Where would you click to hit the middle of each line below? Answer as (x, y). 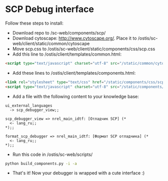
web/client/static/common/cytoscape (51, 43)
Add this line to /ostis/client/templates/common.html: (67, 54)
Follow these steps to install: (34, 23)
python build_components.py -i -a (41, 163)
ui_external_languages (29, 106)
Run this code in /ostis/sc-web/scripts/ (52, 154)
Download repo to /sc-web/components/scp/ (59, 33)
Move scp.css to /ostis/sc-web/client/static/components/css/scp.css (84, 49)
